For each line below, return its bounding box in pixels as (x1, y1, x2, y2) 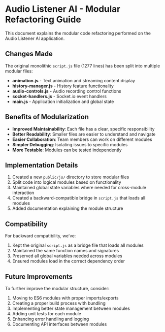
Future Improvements (5, 272, 73, 281)
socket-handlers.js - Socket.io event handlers (12, 93, 107, 99)
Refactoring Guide (5, 14, 81, 25)
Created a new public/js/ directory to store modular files (12, 174, 130, 180)
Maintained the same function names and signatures (12, 248, 119, 254)
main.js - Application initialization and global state (12, 99, 114, 104)
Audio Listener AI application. (5, 35, 65, 41)
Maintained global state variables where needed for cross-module (12, 185, 147, 191)
